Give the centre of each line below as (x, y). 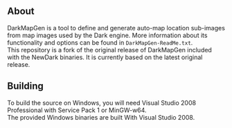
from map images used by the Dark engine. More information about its (107, 35)
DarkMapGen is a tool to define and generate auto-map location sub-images (116, 28)
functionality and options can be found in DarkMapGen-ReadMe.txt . (100, 42)
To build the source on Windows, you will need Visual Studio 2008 (101, 103)
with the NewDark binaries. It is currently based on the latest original (105, 57)
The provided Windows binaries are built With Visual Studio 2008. (101, 117)
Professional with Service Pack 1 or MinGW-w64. (77, 110)
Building (25, 86)
